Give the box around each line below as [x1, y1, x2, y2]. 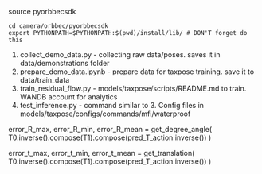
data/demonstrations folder [19, 59, 110, 68]
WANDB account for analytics [19, 92, 118, 102]
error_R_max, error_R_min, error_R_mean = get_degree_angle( [8, 125, 213, 133]
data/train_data [19, 75, 70, 84]
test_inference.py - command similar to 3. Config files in [19, 101, 205, 110]
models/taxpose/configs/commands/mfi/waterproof [19, 109, 191, 118]
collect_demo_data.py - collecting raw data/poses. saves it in [19, 50, 221, 59]
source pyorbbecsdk [8, 7, 76, 16]
